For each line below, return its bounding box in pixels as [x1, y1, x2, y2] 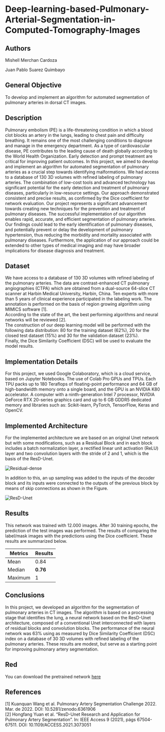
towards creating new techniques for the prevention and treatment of [5, 205, 145, 211]
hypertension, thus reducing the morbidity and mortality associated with [5, 232, 152, 238]
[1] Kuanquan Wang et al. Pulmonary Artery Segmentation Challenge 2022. [5, 701, 157, 707]
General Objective [5, 81, 62, 89]
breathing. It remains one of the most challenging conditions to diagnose [5, 137, 153, 143]
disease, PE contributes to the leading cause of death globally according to [5, 148, 158, 154]
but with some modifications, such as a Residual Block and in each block [5, 440, 153, 446]
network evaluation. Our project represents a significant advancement [5, 200, 147, 206]
